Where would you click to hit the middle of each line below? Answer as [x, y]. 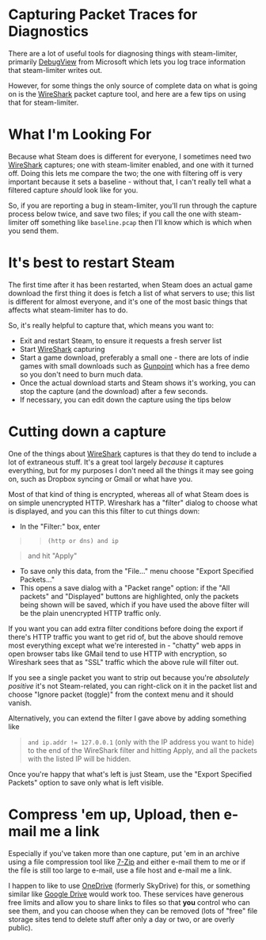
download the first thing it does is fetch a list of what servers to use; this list [131, 293]
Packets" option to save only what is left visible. [86, 782]
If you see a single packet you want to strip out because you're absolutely [129, 677]
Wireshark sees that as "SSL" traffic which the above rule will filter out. [123, 662]
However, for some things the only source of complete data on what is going [133, 86]
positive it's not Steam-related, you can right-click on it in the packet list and [133, 686]
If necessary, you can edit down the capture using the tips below [125, 399]
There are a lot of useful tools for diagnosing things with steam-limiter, [123, 53]
